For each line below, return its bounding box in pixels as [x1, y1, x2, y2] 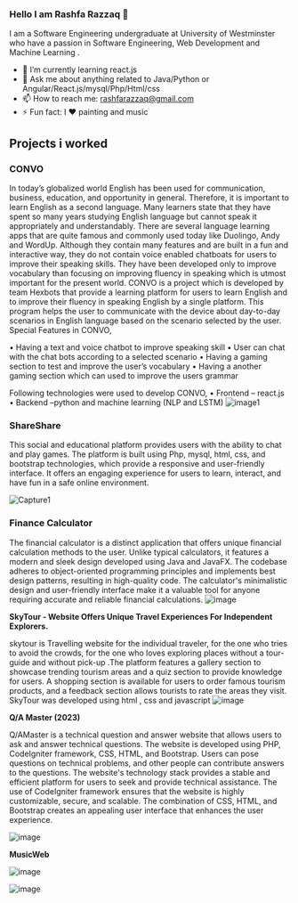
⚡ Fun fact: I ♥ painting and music [21, 107, 149, 118]
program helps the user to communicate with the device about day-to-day [9, 305, 281, 316]
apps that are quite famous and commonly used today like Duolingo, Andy [9, 230, 280, 240]
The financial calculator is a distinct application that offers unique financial [9, 537, 282, 548]
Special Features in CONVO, [9, 324, 112, 335]
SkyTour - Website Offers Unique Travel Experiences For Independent [9, 611, 273, 622]
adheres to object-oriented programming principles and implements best [9, 565, 276, 576]
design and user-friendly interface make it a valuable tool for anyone [9, 584, 261, 595]
